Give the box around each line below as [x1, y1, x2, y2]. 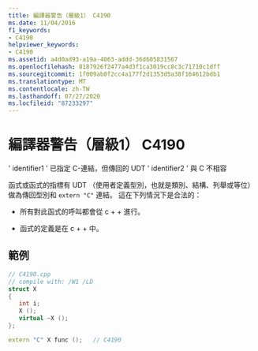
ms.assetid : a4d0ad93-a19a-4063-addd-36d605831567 [8, 56, 178, 64]
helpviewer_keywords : [8, 41, 80, 49]
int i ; [18, 300, 41, 308]
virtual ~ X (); [18, 315, 69, 323]
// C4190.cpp [8, 270, 51, 278]
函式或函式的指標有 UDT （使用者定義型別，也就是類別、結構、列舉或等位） [8, 181, 255, 190]
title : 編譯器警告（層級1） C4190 [8, 11, 111, 20]
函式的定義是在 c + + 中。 [19, 224, 104, 233]
